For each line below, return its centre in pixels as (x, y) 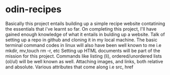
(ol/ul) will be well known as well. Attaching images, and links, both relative (84, 61)
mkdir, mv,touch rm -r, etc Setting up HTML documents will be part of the (83, 51)
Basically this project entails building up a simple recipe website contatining (85, 23)
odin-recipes (33, 9)
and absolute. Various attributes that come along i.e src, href (69, 67)
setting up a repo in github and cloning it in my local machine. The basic (81, 40)
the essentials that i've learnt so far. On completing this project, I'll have (81, 29)
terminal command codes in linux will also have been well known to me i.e (83, 45)
